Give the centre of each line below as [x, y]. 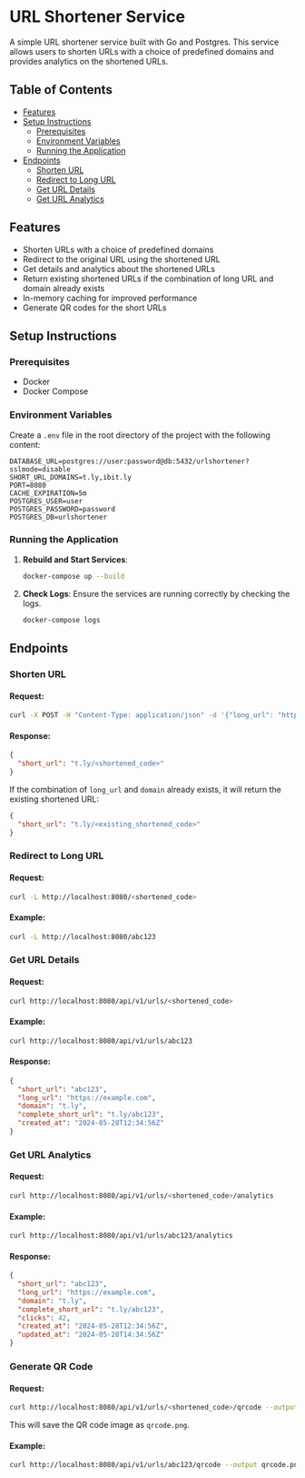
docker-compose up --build [74, 576]
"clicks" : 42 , [44, 1318]
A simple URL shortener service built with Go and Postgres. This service [144, 42]
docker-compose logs [61, 620]
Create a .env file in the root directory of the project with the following [140, 435]
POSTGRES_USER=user [46, 501]
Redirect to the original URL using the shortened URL [121, 259]
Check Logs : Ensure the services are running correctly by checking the [156, 593]
